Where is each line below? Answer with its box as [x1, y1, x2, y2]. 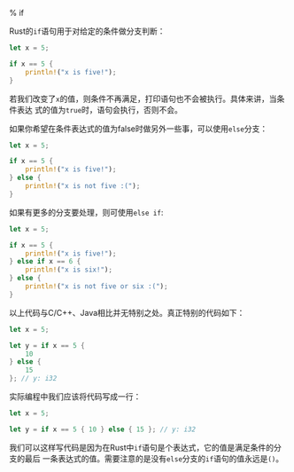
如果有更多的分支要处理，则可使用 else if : [9, 207, 164, 217]
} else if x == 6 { [9, 257, 81, 266]
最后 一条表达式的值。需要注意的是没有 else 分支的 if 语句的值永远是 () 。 [24, 452, 284, 464]
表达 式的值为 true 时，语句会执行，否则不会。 [16, 104, 183, 114]
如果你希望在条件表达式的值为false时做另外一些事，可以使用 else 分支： [9, 123, 268, 134]
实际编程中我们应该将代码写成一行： [9, 391, 142, 402]
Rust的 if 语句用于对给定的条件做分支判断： [9, 26, 166, 36]
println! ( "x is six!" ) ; [25, 265, 113, 274]
